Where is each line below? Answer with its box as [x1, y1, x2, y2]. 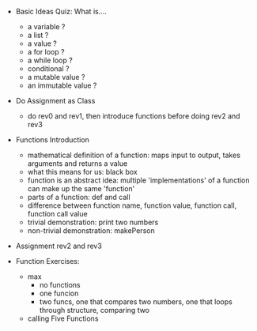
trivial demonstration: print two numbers [27, 217, 159, 227]
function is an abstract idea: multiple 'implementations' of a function [27, 175, 251, 185]
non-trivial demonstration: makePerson [27, 226, 156, 235]
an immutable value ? [27, 81, 97, 90]
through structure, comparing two [39, 306, 150, 314]
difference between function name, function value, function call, [27, 201, 237, 210]
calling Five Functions [27, 314, 99, 323]
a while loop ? [27, 55, 73, 65]
